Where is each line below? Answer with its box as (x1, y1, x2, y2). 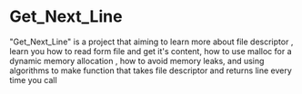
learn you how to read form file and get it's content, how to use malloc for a (9, 45, 292, 56)
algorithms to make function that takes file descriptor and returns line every (9, 65, 293, 76)
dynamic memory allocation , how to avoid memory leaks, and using (9, 55, 265, 66)
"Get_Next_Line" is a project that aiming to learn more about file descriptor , (9, 36, 294, 47)
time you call (9, 74, 57, 85)
